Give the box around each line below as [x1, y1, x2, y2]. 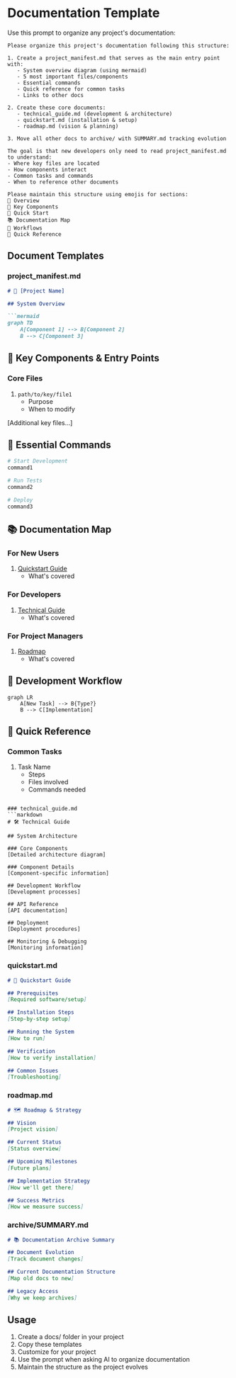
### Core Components [7, 845, 69, 852]
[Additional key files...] [7, 418, 73, 427]
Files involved [28, 778, 69, 786]
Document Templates [7, 250, 104, 262]
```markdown [7, 811, 43, 819]
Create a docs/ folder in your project [17, 1333, 124, 1341]
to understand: [7, 154, 52, 161]
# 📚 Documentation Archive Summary [7, 1236, 115, 1243]
